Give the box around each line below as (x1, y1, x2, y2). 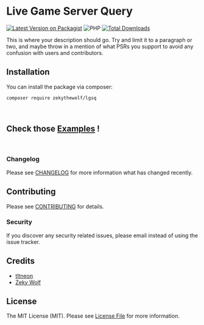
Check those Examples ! (6, 124, 100, 134)
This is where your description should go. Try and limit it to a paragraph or (6, 36, 193, 43)
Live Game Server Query (6, 4, 133, 18)
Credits (6, 256, 35, 266)
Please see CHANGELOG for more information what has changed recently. (6, 169, 193, 176)
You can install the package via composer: (6, 83, 113, 90)
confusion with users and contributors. (6, 49, 104, 56)
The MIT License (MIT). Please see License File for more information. (6, 312, 180, 320)
